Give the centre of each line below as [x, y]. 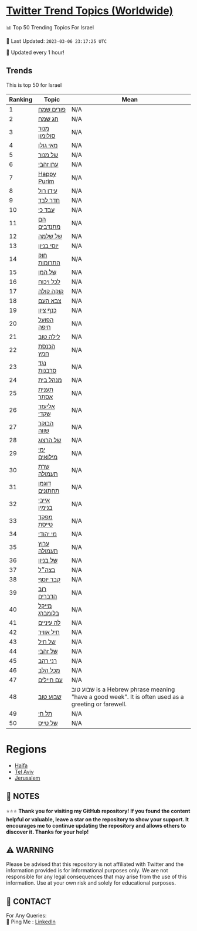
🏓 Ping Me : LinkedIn [31, 922]
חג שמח [48, 119]
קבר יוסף [49, 579]
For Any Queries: [26, 916]
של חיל [47, 642]
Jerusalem [27, 778]
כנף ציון [47, 310]
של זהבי [48, 651]
